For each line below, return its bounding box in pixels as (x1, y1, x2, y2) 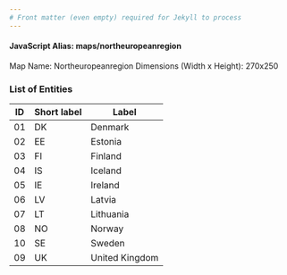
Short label (34, 106, 82, 119)
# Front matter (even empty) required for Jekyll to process (9, 12, 242, 22)
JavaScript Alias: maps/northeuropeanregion (9, 41, 181, 52)
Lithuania (90, 208, 130, 221)
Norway (90, 222, 124, 235)
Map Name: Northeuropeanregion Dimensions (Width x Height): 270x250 (9, 60, 279, 71)
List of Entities (9, 82, 73, 95)
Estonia (90, 136, 122, 148)
